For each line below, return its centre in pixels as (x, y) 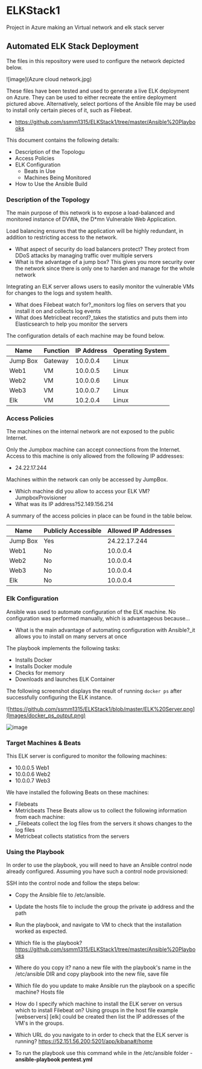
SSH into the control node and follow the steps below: (73, 883)
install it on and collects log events (58, 311)
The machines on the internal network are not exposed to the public (90, 432)
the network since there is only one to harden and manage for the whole (105, 268)
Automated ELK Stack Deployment (72, 46)
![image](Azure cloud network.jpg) (49, 79)
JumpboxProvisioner (41, 498)
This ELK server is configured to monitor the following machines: (87, 756)
